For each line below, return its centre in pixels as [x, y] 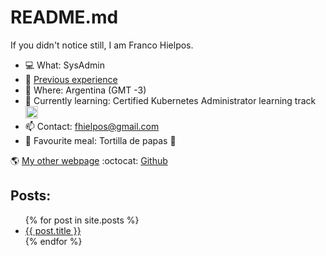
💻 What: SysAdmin [64, 65]
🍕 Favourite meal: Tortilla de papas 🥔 [100, 140]
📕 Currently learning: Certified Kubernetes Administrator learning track [170, 100]
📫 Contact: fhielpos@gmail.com [92, 126]
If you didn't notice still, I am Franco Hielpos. [102, 45]
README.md [64, 17]
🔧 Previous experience [71, 79]
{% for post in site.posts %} [82, 220]
